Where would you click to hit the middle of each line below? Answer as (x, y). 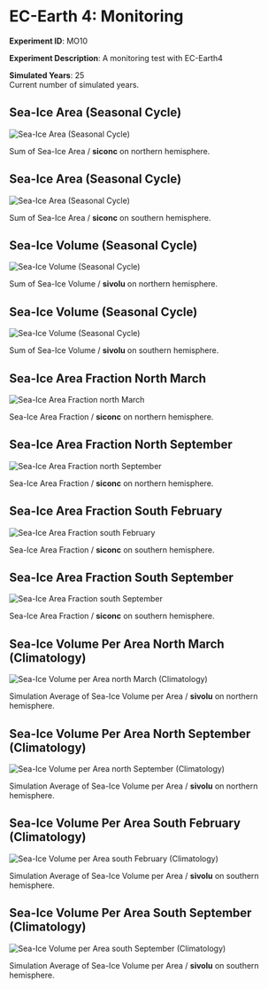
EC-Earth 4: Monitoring (96, 16)
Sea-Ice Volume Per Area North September (130, 734)
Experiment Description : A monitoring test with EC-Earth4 (116, 58)
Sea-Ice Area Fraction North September (121, 445)
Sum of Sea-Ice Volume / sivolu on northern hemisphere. (114, 284)
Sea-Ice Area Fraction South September (122, 578)
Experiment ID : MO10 (49, 41)
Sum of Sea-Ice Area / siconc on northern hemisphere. (110, 151)
